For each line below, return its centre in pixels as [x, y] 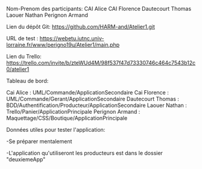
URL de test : [22, 38]
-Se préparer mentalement [39, 141]
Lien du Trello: [24, 56]
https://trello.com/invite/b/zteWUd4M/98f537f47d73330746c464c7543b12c [101, 63]
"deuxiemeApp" [26, 159]
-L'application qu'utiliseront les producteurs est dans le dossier [84, 153]
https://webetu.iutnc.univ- [72, 38]
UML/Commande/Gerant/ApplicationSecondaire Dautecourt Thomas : [93, 99]
